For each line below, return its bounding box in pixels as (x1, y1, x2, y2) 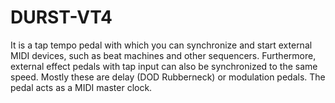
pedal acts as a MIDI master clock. (10, 81, 153, 93)
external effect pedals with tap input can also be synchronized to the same (10, 60, 318, 72)
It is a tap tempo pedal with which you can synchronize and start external (10, 39, 313, 51)
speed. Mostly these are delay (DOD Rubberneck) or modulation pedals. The (10, 71, 326, 83)
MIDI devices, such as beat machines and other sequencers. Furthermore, (10, 49, 317, 61)
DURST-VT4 (10, 6, 113, 29)
